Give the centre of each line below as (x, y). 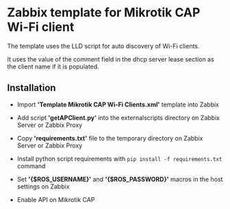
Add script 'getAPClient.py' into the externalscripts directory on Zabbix (118, 117)
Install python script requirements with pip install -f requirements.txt (119, 158)
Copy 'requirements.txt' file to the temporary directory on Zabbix (110, 138)
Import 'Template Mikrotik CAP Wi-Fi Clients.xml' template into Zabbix (118, 104)
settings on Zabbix (43, 186)
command (31, 166)
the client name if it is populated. (53, 66)
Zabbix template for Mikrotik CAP (104, 13)
